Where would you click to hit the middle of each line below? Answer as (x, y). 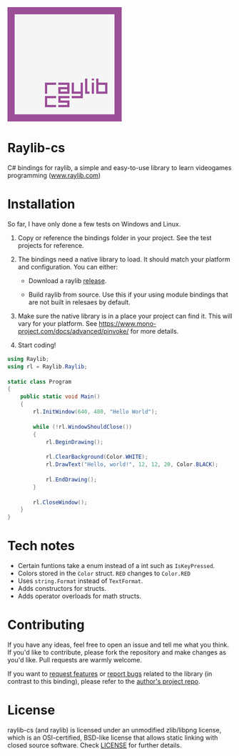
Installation (41, 204)
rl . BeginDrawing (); (74, 442)
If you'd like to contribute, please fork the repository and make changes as (117, 652)
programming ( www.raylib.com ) (54, 175)
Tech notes (41, 546)
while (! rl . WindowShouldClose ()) (83, 427)
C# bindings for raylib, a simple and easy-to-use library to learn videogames (119, 167)
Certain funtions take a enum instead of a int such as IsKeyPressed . (116, 566)
